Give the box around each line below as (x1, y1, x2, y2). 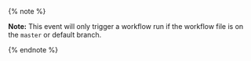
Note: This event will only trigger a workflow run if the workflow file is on (8, 22, 244, 30)
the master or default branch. (8, 30, 102, 39)
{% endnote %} (8, 45, 59, 54)
